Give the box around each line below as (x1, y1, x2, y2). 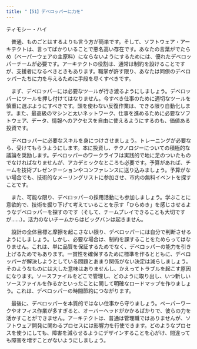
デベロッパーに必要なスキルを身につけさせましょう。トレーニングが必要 (11, 137, 186, 144)
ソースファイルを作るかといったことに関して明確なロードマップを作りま (6, 279, 181, 287)
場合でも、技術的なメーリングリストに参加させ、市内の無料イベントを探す (11, 173, 192, 180)
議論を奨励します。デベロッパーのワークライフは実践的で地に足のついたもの (6, 152, 191, 159)
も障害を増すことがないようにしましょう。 (6, 337, 109, 344)
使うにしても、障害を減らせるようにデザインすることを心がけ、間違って (16, 329, 191, 336)
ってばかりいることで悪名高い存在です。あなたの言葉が (42, 45, 175, 52)
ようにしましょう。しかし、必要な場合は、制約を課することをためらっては (6, 235, 186, 242)
